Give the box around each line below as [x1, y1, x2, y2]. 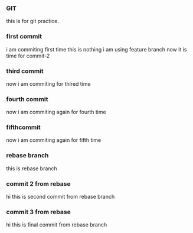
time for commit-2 [6, 52, 50, 59]
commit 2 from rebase [6, 179, 71, 187]
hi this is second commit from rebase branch [6, 193, 115, 200]
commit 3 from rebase [6, 208, 71, 216]
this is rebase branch [6, 164, 57, 172]
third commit [6, 67, 44, 75]
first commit [6, 33, 42, 41]
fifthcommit [6, 123, 41, 131]
